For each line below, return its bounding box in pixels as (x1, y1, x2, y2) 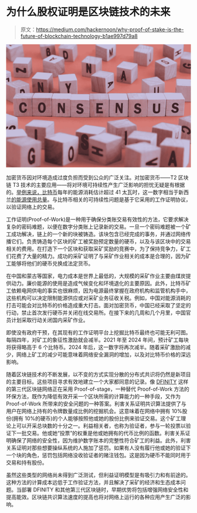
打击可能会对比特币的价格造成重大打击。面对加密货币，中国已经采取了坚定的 (6, 301, 191, 309)
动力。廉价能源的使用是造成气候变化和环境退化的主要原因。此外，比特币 (11, 280, 186, 287)
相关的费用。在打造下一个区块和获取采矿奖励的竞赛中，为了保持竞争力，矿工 (6, 245, 191, 252)
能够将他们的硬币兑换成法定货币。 (11, 260, 94, 267)
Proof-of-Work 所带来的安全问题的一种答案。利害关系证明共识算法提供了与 (6, 400, 186, 407)
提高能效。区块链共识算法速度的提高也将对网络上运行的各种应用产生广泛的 (6, 493, 186, 500)
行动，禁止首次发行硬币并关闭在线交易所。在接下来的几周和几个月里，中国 (6, 309, 186, 316)
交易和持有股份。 (6, 459, 47, 466)
